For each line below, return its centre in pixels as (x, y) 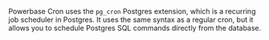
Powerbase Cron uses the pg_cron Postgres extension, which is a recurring (132, 11)
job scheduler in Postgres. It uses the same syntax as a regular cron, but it (131, 20)
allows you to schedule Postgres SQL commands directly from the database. (135, 28)
